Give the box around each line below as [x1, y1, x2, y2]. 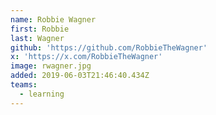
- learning [19, 89, 65, 99]
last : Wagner [10, 33, 65, 43]
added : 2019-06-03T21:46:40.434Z [10, 71, 150, 81]
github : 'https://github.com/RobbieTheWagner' [10, 42, 208, 53]
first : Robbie [10, 24, 70, 34]
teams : [10, 80, 38, 90]
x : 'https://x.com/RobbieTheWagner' [10, 52, 163, 62]
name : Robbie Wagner [10, 14, 97, 25]
